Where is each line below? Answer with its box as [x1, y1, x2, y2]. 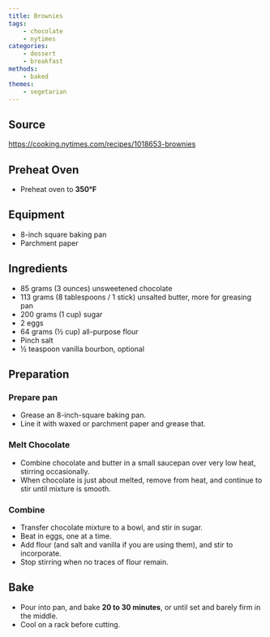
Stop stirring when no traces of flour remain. [19, 556, 169, 566]
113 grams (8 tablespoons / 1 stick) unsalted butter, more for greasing [19, 292, 251, 302]
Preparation [8, 368, 70, 382]
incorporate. [19, 548, 62, 558]
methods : [8, 65, 38, 73]
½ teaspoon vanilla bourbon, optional [19, 343, 144, 354]
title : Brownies [8, 11, 63, 20]
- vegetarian [23, 87, 67, 96]
